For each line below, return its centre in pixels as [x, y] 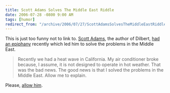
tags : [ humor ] [20, 19]
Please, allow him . [24, 85]
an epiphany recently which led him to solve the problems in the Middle [80, 44]
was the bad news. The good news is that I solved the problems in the [91, 70]
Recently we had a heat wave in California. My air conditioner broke [88, 59]
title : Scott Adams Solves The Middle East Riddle [60, 10]
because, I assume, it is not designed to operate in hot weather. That [89, 65]
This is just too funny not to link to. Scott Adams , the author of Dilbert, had [83, 39]
